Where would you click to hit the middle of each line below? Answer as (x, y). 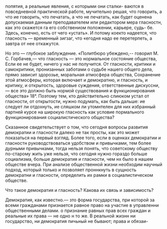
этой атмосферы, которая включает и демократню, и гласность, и (76, 80)
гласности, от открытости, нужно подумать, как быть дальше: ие (75, 101)
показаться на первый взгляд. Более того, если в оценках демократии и (83, 138)
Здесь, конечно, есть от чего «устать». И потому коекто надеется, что (81, 33)
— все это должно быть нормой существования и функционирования (80, 91)
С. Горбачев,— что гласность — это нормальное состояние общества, (81, 59)
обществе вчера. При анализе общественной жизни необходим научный (84, 164)
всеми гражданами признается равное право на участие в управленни (82, 205)
